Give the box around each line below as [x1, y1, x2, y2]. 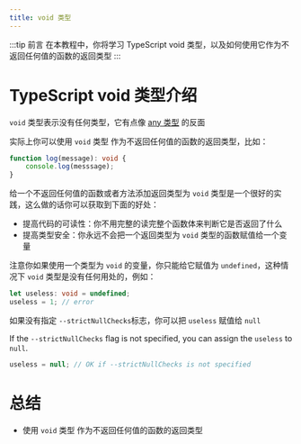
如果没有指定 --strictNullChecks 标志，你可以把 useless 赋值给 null [9, 314, 261, 325]
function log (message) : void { [9, 154, 127, 163]
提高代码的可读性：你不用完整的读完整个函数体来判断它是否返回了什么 [22, 218, 283, 230]
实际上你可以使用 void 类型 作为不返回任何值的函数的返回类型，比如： [9, 136, 269, 147]
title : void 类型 [9, 13, 72, 23]
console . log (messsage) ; [25, 162, 115, 171]
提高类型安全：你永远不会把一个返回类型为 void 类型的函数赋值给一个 [22, 230, 280, 240]
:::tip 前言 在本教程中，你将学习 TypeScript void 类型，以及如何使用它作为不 [9, 39, 289, 50]
